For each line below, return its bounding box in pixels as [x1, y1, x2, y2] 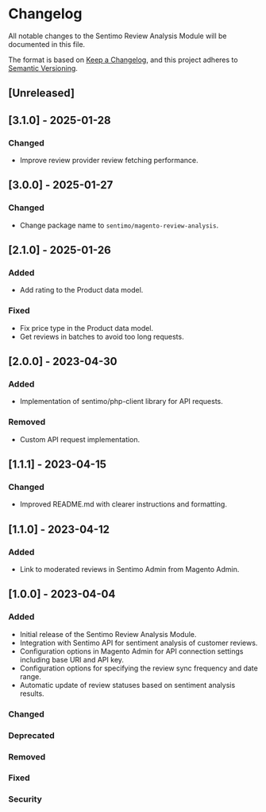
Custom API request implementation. [19, 434, 141, 444]
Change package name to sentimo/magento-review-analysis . [19, 220, 219, 230]
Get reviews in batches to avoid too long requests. [19, 332, 184, 341]
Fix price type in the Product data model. [19, 323, 153, 332]
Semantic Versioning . [8, 63, 78, 72]
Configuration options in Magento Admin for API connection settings [19, 646, 244, 656]
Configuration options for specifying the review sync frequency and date [19, 663, 258, 673]
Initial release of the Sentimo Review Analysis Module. [19, 629, 197, 639]
